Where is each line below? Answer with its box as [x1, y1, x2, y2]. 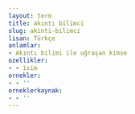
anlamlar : [8, 42, 42, 50]
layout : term [8, 11, 52, 20]
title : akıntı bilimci [8, 19, 84, 27]
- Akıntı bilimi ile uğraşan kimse [8, 49, 128, 57]
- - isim [8, 64, 38, 72]
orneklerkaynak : [8, 86, 63, 95]
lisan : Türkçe [8, 34, 56, 43]
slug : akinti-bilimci [8, 26, 81, 35]
